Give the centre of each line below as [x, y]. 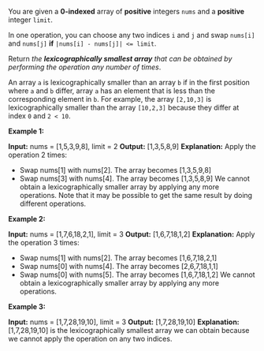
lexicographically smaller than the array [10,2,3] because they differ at [124, 107]
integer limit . [31, 20]
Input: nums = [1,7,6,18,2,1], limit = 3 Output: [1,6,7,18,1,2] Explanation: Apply [132, 234]
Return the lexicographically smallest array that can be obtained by [120, 59]
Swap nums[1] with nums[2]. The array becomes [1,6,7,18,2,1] [118, 258]
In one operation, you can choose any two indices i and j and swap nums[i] [132, 35]
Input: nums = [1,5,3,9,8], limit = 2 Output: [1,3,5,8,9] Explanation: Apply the [132, 146]
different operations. [53, 204]
